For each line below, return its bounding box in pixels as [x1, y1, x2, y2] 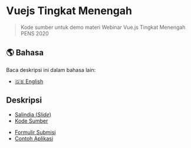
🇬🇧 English [14, 78, 44, 85]
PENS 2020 [20, 29, 49, 37]
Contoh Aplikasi [14, 134, 54, 142]
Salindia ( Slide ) [14, 111, 52, 118]
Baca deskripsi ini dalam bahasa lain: [6, 66, 96, 73]
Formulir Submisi [14, 129, 56, 136]
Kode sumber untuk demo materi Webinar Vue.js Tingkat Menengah [20, 24, 186, 31]
